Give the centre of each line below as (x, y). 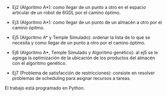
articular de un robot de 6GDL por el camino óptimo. (66, 13)
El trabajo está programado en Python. (45, 88)
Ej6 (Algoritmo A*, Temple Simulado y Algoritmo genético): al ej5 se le (85, 53)
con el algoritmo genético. (39, 63)
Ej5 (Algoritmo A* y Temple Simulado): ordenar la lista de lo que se (81, 37)
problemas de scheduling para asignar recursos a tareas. (71, 78)
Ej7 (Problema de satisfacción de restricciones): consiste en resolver (83, 73)
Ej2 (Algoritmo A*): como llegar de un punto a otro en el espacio (79, 7)
